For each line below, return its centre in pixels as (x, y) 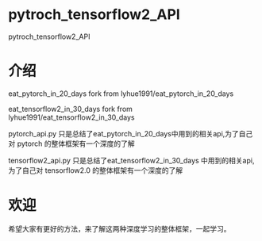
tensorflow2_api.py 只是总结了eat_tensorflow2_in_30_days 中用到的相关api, (131, 160)
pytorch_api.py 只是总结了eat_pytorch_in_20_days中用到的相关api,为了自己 (131, 133)
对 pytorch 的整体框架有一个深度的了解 (71, 143)
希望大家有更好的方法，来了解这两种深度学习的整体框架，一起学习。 (119, 228)
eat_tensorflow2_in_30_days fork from (71, 109)
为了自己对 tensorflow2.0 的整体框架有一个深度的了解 (96, 170)
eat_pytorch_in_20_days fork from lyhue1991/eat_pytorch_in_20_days (121, 94)
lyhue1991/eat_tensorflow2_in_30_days (71, 117)
